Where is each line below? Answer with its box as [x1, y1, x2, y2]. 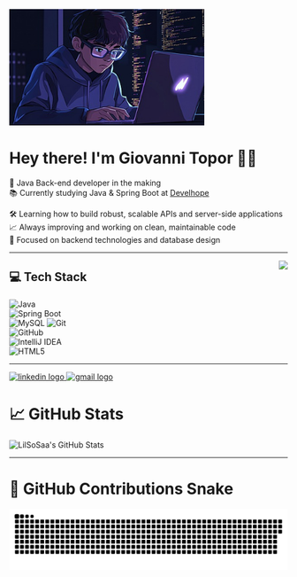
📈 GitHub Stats [9, 404, 125, 425]
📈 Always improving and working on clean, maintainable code [9, 222, 236, 232]
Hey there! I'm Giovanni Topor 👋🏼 [9, 148, 258, 168]
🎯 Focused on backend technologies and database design [9, 234, 221, 245]
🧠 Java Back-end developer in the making [9, 177, 162, 188]
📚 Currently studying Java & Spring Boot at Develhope [9, 187, 209, 198]
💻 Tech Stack [9, 269, 88, 285]
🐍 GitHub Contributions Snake [9, 479, 234, 499]
